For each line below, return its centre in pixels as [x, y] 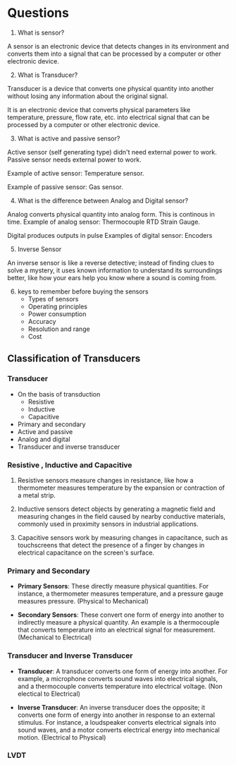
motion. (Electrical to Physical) [62, 737]
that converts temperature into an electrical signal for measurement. [116, 630]
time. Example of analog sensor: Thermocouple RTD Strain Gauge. [104, 222]
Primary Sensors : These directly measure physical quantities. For [113, 586]
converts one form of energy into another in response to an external [116, 715]
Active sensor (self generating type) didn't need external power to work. [112, 152]
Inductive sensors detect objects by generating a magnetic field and [117, 509]
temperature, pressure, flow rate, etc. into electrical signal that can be [108, 117]
